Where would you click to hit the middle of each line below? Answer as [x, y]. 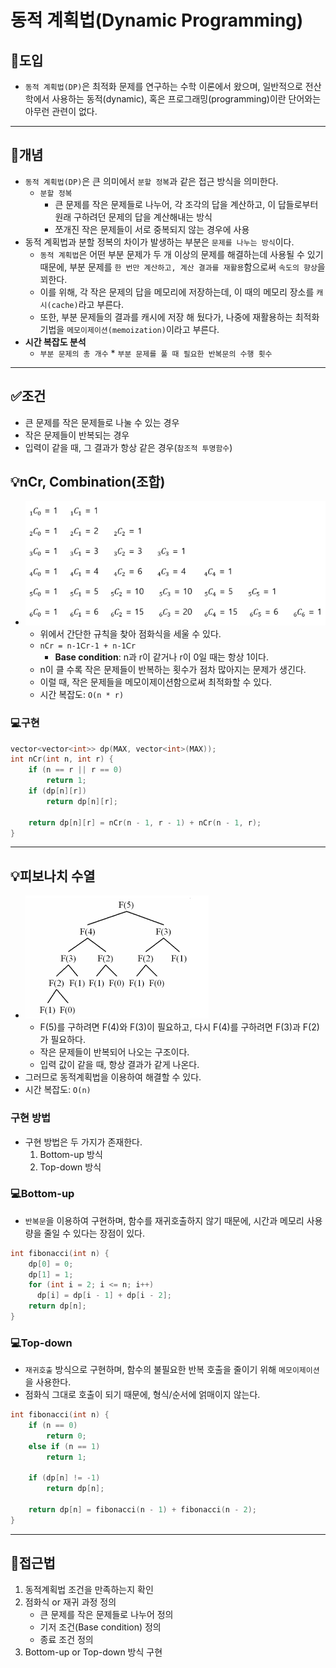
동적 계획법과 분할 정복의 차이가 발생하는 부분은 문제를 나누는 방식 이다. [159, 242]
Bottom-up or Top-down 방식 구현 [93, 1652]
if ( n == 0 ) [53, 1426]
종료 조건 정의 [66, 1639]
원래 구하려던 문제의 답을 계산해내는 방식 [133, 217]
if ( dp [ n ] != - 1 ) [64, 1478]
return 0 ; [66, 1436]
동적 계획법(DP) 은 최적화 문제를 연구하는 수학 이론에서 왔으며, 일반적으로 [163, 86]
